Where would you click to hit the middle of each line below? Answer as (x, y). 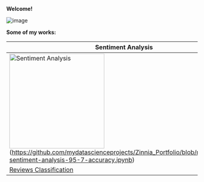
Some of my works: (31, 32)
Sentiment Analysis (124, 47)
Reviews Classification (42, 170)
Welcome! (19, 9)
